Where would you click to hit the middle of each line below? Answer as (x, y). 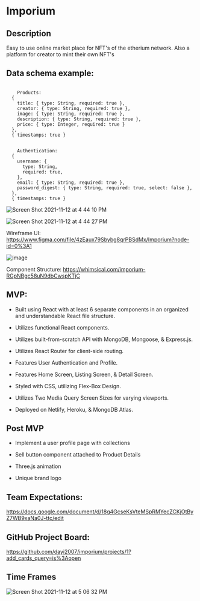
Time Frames (31, 577)
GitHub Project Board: (48, 537)
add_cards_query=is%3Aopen (44, 558)
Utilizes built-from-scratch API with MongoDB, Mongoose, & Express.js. (104, 339)
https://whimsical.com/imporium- (104, 269)
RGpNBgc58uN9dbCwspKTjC (43, 276)
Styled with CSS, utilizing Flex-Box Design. (68, 386)
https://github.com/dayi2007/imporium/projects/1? (69, 552)
